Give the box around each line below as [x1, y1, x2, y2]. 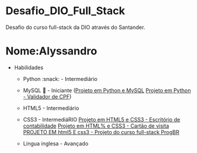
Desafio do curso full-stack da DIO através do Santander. [5, 24, 146, 31]
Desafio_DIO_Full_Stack [5, 4, 125, 18]
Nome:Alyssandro [5, 44, 97, 58]
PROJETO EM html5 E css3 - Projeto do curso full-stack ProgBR [23, 128, 179, 135]
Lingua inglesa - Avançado [23, 140, 88, 147]
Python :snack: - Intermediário [23, 75, 98, 82]
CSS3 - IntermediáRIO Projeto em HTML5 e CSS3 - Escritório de [23, 116, 180, 123]
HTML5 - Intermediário [23, 105, 80, 112]
